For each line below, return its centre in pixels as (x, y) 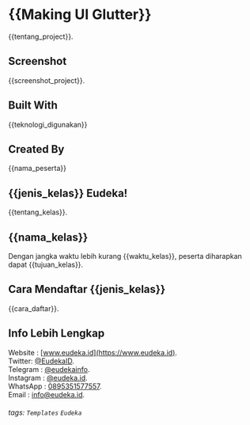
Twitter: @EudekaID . (42, 361)
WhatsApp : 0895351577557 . (55, 386)
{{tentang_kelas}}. (38, 212)
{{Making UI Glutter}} (80, 15)
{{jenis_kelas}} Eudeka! (68, 193)
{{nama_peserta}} (38, 169)
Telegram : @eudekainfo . (49, 369)
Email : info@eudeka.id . (47, 394)
